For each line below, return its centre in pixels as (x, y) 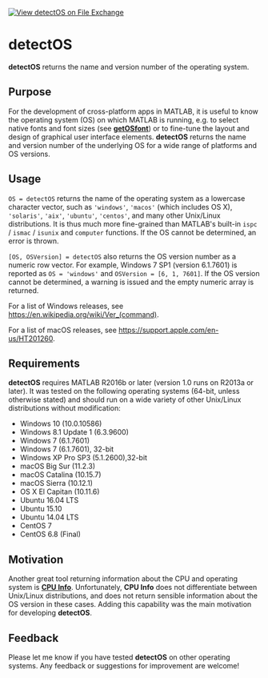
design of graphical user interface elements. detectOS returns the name (127, 137)
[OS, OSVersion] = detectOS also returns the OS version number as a (122, 256)
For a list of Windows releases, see (66, 306)
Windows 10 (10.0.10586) (61, 423)
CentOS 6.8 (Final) (50, 534)
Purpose (30, 92)
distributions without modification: (65, 408)
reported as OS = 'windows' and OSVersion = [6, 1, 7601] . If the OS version (134, 273)
